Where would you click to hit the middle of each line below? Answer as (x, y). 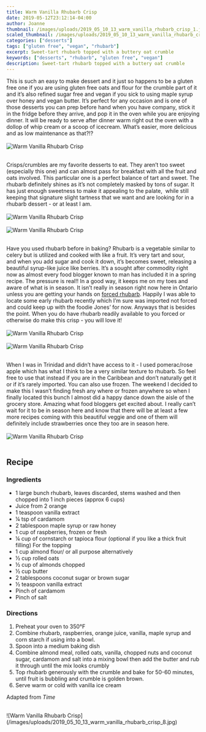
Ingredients (24, 480)
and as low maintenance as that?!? (50, 133)
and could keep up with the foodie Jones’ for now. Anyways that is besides (101, 307)
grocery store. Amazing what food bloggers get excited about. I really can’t (101, 403)
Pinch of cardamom (40, 591)
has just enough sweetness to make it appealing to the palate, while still (97, 190)
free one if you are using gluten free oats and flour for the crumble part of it (102, 87)
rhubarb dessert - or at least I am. (49, 204)
